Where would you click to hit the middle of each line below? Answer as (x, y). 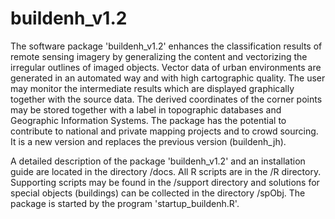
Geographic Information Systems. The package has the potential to (148, 120)
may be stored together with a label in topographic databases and (146, 109)
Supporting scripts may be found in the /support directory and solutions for (165, 182)
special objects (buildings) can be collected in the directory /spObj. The (158, 193)
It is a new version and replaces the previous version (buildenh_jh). (148, 141)
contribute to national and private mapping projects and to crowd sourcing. (164, 131)
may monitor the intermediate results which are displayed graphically (152, 88)
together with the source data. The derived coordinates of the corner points (166, 99)
